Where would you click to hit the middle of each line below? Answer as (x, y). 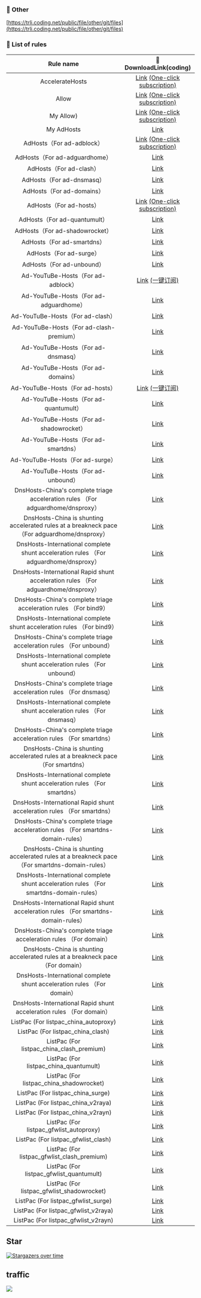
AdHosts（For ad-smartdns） (63, 242)
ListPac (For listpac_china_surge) (64, 1093)
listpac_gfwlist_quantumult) (64, 1173)
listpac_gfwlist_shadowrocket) (63, 1191)
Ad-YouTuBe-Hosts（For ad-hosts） (63, 388)
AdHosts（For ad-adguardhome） (63, 157)
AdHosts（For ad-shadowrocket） (63, 231)
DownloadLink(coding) (158, 67)
